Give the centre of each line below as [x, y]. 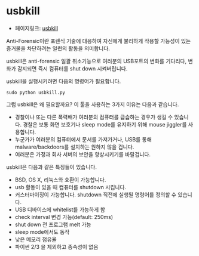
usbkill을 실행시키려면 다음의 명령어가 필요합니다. [64, 81]
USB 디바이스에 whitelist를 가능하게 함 [60, 209]
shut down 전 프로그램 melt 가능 [53, 224]
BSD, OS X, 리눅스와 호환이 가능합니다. [60, 180]
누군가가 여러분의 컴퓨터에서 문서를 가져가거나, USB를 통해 [83, 139]
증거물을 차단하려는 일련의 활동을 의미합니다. [58, 48]
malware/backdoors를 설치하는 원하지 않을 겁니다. [74, 147]
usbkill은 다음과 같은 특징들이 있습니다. [52, 167]
